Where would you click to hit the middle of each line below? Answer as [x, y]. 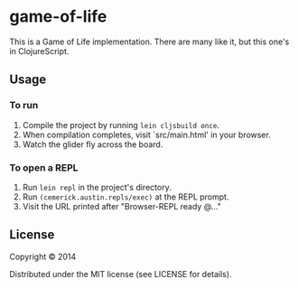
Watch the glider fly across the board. [93, 144]
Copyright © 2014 [43, 256]
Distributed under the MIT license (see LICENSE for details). [121, 274]
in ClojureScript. [39, 51]
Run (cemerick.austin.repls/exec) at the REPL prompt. [126, 197]
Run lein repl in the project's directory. [97, 187]
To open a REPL [44, 167]
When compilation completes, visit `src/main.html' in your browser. [146, 135]
